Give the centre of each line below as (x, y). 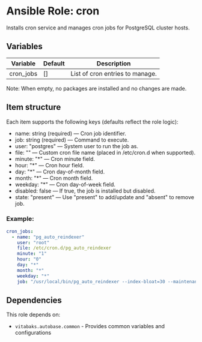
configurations (33, 333)
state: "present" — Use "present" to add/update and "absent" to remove (104, 197)
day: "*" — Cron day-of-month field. (60, 172)
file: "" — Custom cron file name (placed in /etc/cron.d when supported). (105, 152)
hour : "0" (29, 259)
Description (114, 63)
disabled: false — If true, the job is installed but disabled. (85, 191)
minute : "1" (32, 254)
